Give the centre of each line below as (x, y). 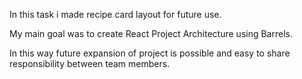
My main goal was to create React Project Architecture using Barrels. (151, 33)
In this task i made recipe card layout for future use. (115, 14)
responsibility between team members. (90, 63)
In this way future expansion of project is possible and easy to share (150, 53)
